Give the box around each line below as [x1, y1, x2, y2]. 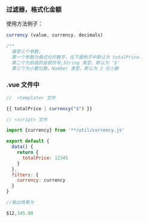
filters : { [11, 171, 39, 178]
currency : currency [17, 177, 66, 183]
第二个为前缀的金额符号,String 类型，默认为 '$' [11, 60, 120, 66]
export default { [6, 138, 50, 144]
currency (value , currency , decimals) [6, 32, 103, 39]
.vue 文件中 [6, 81, 40, 89]
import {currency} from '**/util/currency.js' [6, 128, 125, 134]
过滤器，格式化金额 [6, 5, 62, 13]
